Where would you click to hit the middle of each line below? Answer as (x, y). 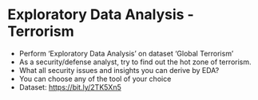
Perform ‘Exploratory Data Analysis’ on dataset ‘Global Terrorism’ (126, 53)
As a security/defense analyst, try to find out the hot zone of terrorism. (135, 62)
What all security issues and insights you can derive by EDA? (119, 70)
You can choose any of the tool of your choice (95, 79)
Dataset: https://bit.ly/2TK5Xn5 (70, 87)
